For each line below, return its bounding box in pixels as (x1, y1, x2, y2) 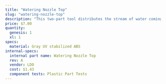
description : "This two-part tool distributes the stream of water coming (5, 16, 163, 21)
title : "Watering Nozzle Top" (5, 7, 68, 12)
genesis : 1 (9, 30, 32, 35)
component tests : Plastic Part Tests (9, 72, 87, 77)
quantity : (5, 26, 26, 31)
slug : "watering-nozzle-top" (5, 12, 65, 17)
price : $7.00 (5, 21, 32, 26)
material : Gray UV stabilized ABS (9, 44, 81, 49)
